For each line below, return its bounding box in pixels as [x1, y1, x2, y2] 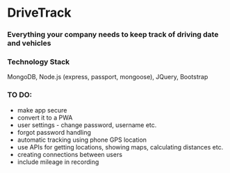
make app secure [17, 106, 67, 114]
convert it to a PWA [17, 113, 73, 122]
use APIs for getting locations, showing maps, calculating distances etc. [17, 142, 224, 151]
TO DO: [7, 90, 33, 100]
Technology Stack [7, 57, 70, 67]
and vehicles [7, 38, 51, 48]
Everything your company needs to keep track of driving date [7, 30, 219, 40]
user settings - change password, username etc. [17, 120, 157, 129]
